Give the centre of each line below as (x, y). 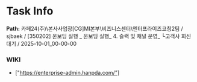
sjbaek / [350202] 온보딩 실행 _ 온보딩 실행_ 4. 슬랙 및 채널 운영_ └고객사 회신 (99, 36)
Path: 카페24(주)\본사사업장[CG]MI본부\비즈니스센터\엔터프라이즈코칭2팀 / (95, 28)
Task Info (30, 11)
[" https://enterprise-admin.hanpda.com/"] (67, 73)
